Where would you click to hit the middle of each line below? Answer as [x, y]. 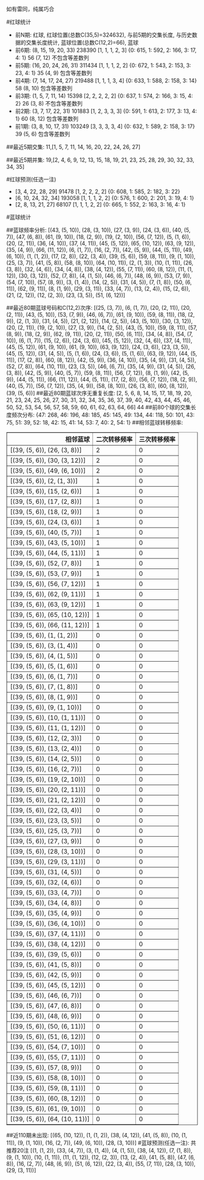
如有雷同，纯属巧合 [30, 9]
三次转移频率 [157, 439]
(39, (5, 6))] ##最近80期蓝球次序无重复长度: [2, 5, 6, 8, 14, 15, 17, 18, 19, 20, [99, 393]
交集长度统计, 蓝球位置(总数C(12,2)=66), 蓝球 [82, 42]
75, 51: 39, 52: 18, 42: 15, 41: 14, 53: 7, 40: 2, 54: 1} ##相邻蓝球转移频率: [95, 422]
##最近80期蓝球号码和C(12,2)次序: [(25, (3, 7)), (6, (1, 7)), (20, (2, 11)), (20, [99, 308]
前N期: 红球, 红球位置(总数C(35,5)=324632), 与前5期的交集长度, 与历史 [104, 35]
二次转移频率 [114, 439]
